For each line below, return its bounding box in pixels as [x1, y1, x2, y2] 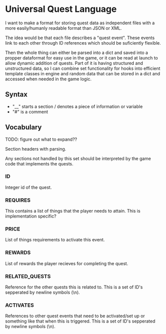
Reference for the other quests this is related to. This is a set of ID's [5, 284, 143, 290]
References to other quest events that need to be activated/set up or [5, 313, 145, 319]
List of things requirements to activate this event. [5, 237, 105, 243]
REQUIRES [5, 197, 31, 204]
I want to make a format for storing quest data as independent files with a [5, 20, 155, 26]
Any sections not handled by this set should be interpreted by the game [5, 155, 151, 162]
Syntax [5, 90, 28, 99]
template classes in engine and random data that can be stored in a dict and [5, 70, 160, 76]
